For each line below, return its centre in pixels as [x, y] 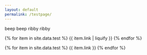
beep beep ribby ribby [27, 28]
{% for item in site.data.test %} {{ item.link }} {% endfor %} [65, 48]
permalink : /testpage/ [28, 14]
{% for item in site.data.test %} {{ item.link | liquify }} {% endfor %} [73, 38]
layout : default [21, 10]
